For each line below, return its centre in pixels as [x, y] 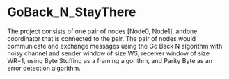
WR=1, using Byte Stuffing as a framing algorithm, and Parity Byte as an [110, 60]
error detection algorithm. [44, 68]
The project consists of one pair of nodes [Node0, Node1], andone [102, 31]
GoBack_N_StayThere [72, 12]
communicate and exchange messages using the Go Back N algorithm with [115, 46]
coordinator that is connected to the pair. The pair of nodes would [102, 38]
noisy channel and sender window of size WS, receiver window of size [109, 53]
